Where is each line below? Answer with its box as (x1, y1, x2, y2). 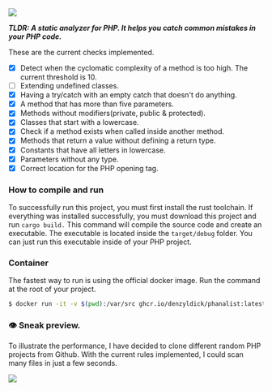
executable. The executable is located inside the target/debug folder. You (8, 228, 253, 238)
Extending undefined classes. (19, 81, 120, 91)
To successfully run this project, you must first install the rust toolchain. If (8, 202, 253, 212)
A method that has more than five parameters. (19, 99, 174, 109)
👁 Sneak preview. (8, 320, 81, 331)
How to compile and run (8, 184, 104, 195)
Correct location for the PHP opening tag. (19, 163, 159, 173)
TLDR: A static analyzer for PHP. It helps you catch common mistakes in (8, 24, 257, 32)
